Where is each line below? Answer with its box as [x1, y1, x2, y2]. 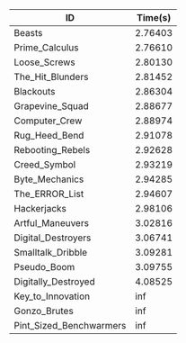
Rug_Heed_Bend [13, 130, 84, 141]
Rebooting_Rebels [13, 144, 91, 156]
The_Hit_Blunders [13, 71, 89, 83]
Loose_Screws [13, 56, 76, 68]
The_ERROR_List [13, 188, 84, 200]
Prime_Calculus [13, 41, 79, 53]
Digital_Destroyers [13, 231, 92, 244]
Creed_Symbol [13, 158, 76, 170]
